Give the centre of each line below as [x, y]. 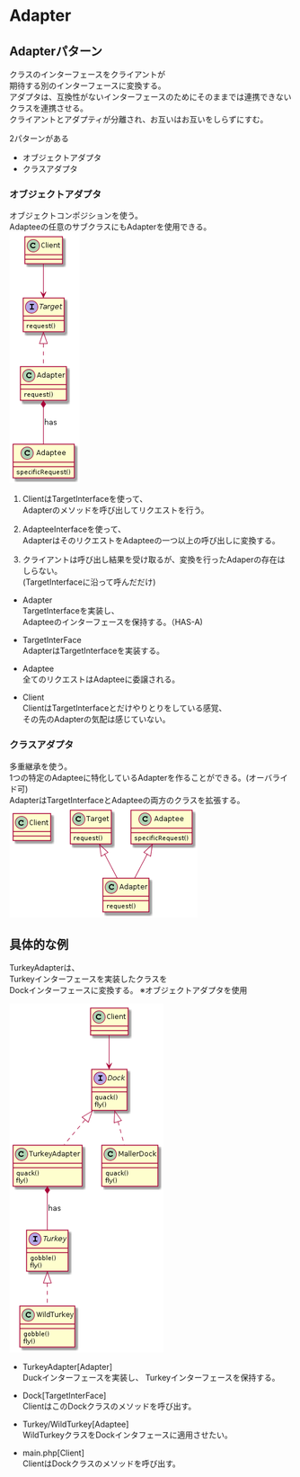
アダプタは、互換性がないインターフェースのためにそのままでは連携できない [150, 97]
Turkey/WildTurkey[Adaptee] [75, 1424]
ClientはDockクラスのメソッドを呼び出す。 [101, 1464]
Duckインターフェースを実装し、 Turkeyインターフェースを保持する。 [151, 1378]
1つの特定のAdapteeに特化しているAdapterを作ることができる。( [129, 777]
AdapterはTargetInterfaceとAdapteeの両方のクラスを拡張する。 [127, 800]
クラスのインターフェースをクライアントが [88, 74]
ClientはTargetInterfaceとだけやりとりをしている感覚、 [124, 708]
